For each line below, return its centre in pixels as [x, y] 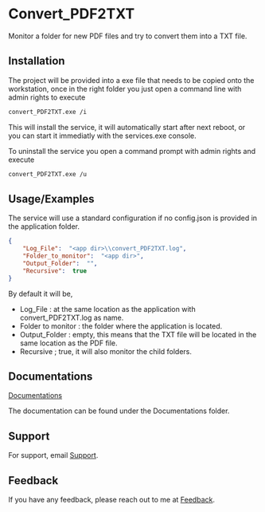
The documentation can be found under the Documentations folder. [119, 411]
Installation [37, 61]
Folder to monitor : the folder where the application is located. [121, 326]
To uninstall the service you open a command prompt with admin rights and [132, 151]
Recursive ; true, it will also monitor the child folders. [106, 351]
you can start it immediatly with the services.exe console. [102, 136]
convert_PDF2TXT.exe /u [48, 174]
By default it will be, [41, 293]
